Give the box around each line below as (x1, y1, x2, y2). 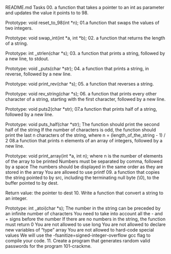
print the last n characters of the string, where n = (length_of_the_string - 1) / (5, 132, 166, 138)
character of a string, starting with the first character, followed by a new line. (5, 96, 166, 102)
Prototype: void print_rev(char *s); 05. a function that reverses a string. (5, 81, 154, 87)
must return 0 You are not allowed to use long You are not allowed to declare (5, 221, 166, 227)
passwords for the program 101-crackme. (5, 243, 92, 249)
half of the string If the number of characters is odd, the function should (5, 127, 156, 133)
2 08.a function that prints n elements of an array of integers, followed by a (5, 138, 163, 143)
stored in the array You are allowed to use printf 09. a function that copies (5, 169, 160, 175)
